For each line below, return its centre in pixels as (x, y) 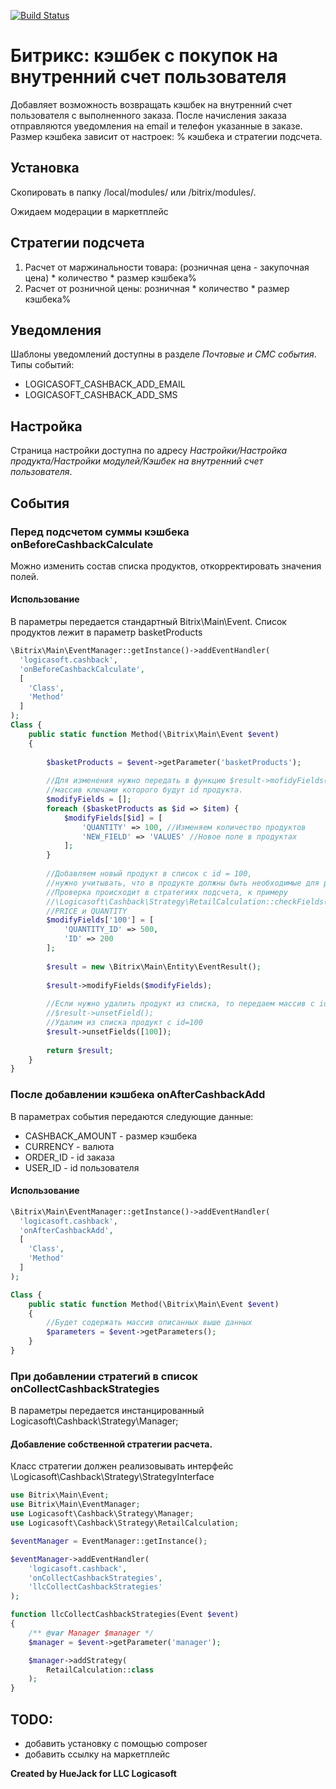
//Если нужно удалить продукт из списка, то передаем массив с (180, 1004)
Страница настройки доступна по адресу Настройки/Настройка (149, 451)
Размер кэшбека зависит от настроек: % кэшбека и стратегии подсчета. (166, 136)
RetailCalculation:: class (100, 1670)
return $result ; (80, 1050)
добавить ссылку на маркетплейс (97, 1754)
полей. (25, 576)
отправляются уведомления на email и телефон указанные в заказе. (156, 126)
